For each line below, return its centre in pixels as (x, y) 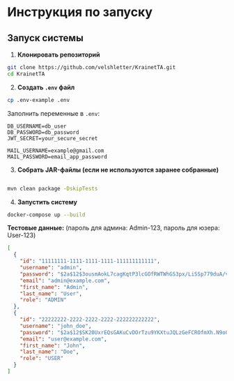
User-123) (22, 235)
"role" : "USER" (42, 359)
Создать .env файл (46, 87)
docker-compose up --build (46, 215)
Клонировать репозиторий (58, 54)
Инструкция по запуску (80, 12)
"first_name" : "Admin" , (54, 287)
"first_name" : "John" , (53, 345)
